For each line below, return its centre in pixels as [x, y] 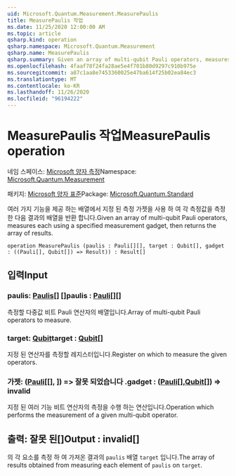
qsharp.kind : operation [42, 40]
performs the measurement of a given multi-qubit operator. [93, 415]
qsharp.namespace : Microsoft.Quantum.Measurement [81, 46]
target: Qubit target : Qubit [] [55, 338]
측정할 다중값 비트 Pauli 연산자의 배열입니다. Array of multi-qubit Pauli [104, 312]
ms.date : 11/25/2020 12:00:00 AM [56, 27]
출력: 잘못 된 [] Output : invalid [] [73, 439]
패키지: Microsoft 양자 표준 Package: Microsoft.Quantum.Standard [100, 193]
